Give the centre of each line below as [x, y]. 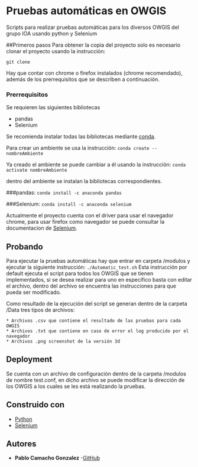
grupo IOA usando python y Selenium [52, 33]
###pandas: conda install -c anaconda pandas [64, 192]
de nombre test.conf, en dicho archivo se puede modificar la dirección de [95, 380]
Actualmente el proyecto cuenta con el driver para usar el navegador [90, 215]
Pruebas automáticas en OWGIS [86, 11]
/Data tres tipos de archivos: [40, 310]
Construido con [35, 405]
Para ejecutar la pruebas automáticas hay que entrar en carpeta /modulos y [98, 261]
